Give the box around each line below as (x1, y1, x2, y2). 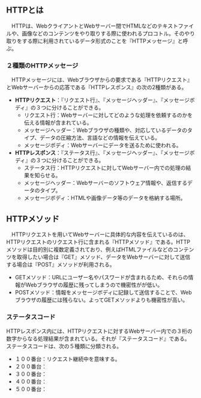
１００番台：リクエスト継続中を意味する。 (14, 355, 121, 362)
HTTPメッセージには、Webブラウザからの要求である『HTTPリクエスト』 (11, 76, 193, 84)
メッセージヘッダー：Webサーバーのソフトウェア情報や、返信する (23, 179, 188, 187)
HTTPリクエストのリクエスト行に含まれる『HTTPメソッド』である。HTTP (6, 238, 191, 245)
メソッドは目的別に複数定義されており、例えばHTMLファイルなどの (6, 246, 173, 253)
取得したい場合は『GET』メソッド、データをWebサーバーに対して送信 (16, 253, 191, 260)
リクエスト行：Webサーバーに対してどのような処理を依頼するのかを (23, 111, 193, 119)
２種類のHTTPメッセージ (6, 61, 79, 70)
